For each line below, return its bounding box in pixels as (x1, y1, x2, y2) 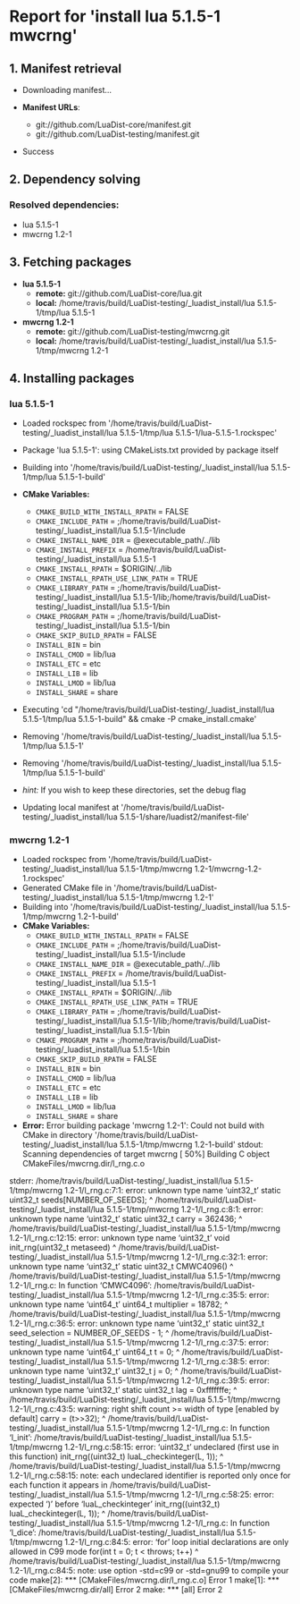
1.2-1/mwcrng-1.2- (194, 863, 262, 874)
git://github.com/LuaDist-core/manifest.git (35, 119, 192, 130)
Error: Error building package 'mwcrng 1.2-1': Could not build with (21, 1120, 265, 1131)
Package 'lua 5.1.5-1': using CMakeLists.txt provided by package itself (21, 445, 279, 455)
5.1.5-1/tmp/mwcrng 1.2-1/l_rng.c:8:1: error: (105, 1204, 263, 1215)
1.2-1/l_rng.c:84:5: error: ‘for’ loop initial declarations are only (63, 1537, 289, 1548)
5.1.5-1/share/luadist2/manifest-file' (119, 811, 250, 822)
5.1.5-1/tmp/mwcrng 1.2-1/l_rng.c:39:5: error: (105, 1375, 271, 1386)
